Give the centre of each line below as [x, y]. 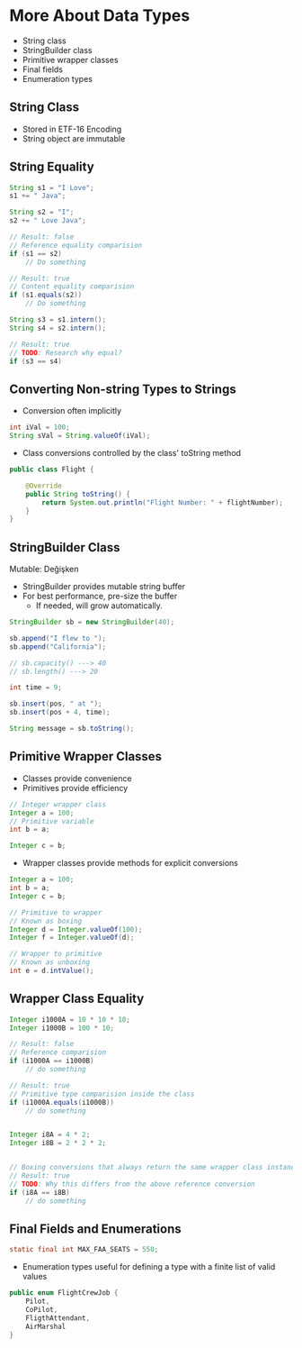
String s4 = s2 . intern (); [58, 328]
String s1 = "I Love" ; [52, 187]
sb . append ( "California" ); [58, 647]
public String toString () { [78, 494]
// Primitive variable [52, 821]
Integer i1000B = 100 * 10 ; [62, 1028]
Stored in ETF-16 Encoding [72, 129]
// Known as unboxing [50, 962]
